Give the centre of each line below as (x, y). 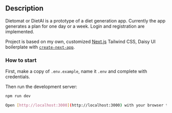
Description (24, 8)
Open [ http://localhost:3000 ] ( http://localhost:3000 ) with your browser (84, 105)
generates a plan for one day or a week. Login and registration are (75, 26)
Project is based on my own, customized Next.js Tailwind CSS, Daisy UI (81, 41)
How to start (21, 60)
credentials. (18, 77)
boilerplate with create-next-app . (40, 47)
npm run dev (18, 96)
